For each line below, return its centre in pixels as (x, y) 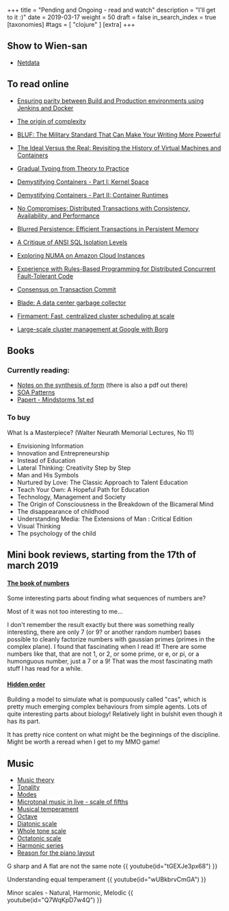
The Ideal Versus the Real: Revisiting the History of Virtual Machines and (119, 147)
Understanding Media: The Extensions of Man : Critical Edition (105, 519)
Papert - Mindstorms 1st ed (55, 400)
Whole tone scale (41, 831)
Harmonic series (40, 846)
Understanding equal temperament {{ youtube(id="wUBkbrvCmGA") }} (107, 879)
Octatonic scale (39, 838)
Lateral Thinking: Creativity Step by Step (74, 468)
